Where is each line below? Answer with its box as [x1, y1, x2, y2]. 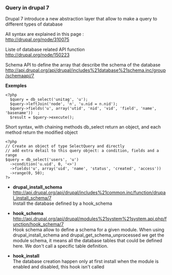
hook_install [12, 253, 39, 259]
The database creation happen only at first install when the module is [12, 258, 159, 265]
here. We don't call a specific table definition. [12, 243, 109, 249]
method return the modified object [5, 130, 78, 136]
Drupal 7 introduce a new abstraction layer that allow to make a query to [5, 16, 158, 22]
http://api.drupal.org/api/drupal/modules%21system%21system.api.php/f [12, 216, 167, 222]
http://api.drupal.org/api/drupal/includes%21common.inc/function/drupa [12, 189, 166, 196]
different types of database [5, 21, 63, 27]
